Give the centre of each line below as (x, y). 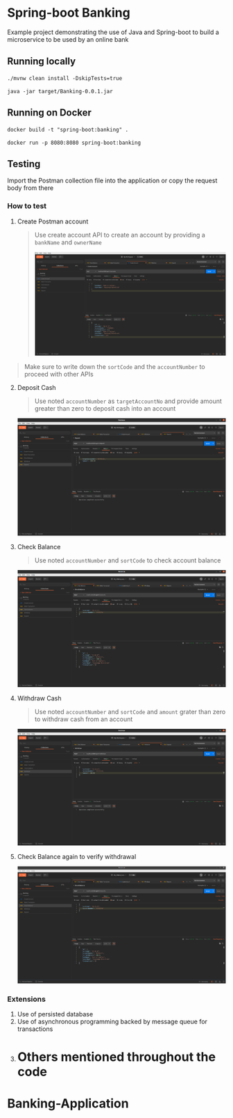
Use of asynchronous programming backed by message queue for (112, 1022)
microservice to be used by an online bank (68, 39)
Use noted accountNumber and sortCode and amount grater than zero (130, 711)
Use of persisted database (55, 1014)
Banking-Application (68, 1104)
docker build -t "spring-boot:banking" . (68, 129)
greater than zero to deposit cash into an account (105, 408)
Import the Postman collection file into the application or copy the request (112, 181)
